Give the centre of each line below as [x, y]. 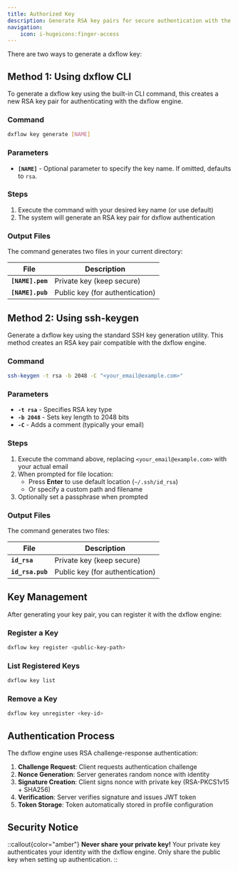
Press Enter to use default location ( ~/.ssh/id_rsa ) [103, 481]
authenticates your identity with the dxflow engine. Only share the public [114, 852]
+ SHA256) [34, 790]
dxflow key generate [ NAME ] [49, 135]
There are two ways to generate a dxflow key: [75, 54]
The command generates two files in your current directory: [95, 252]
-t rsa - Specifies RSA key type [65, 410]
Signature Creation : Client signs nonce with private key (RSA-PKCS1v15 [123, 782]
